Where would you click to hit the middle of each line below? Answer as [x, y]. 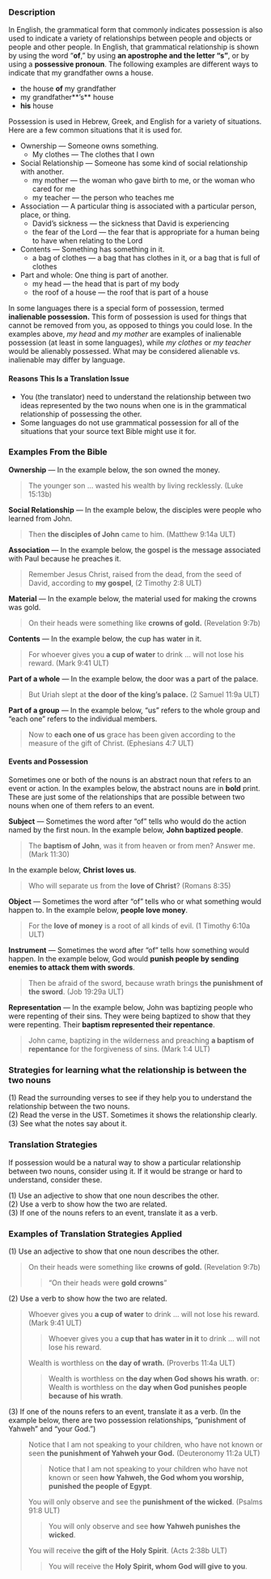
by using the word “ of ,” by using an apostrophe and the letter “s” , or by [129, 56]
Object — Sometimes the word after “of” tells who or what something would [135, 901]
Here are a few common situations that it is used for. [95, 130]
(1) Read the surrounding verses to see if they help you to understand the [130, 1098]
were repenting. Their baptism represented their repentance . [112, 1024]
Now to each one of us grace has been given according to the [132, 734]
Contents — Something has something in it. [92, 249]
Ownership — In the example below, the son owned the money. [114, 470]
